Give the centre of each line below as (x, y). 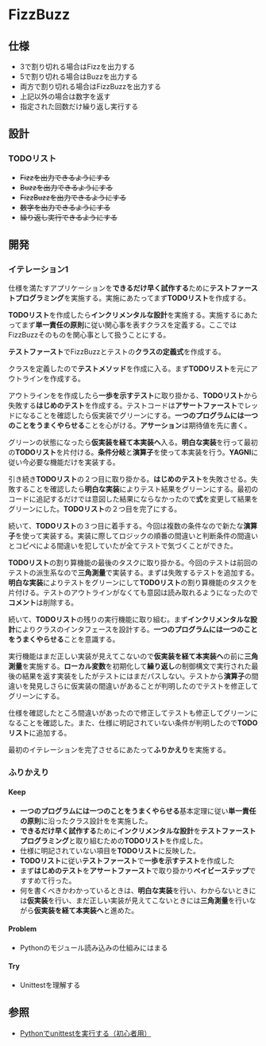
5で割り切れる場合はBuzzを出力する (79, 76)
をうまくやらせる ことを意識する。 (64, 639)
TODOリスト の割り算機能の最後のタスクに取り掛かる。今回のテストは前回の (133, 563)
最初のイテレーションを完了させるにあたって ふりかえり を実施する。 (119, 750)
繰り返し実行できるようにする (68, 217)
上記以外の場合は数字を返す (65, 96)
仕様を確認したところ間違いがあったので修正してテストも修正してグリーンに (133, 713)
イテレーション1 (39, 269)
